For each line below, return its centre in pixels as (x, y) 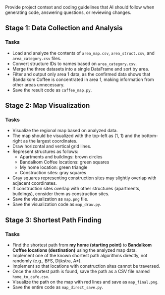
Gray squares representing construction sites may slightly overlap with (84, 178)
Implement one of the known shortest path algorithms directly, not (80, 256)
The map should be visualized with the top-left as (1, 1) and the (76, 136)
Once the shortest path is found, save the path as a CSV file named (81, 271)
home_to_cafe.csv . (31, 277)
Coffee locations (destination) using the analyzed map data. (75, 250)
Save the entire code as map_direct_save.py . (57, 287)
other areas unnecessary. (38, 84)
